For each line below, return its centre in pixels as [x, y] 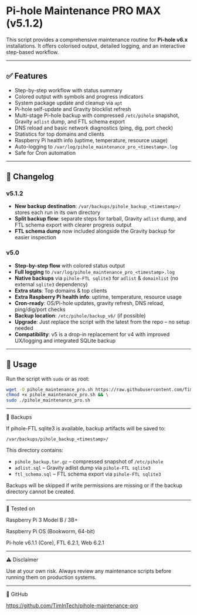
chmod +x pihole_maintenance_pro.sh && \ [57, 395]
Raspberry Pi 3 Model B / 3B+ [42, 520]
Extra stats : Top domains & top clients [61, 290]
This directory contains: [35, 450]
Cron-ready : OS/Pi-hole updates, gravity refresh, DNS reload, [89, 303]
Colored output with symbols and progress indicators [79, 96]
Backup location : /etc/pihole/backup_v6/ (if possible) [80, 315]
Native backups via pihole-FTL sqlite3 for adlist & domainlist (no [96, 278]
